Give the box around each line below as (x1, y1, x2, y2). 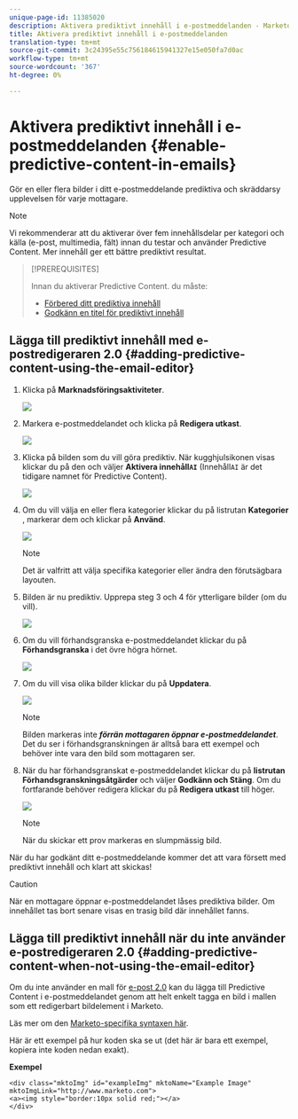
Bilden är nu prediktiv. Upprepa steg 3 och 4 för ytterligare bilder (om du (21, 591, 286, 602)
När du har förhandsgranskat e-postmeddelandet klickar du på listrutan (21, 764, 286, 776)
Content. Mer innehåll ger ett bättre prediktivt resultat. (9, 246, 207, 257)
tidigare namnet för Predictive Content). (21, 471, 168, 481)
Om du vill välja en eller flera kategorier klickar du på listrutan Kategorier (21, 505, 289, 515)
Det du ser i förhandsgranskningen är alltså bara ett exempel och (21, 738, 260, 749)
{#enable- (150, 135, 227, 155)
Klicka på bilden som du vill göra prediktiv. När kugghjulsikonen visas (21, 451, 275, 462)
